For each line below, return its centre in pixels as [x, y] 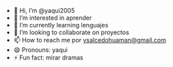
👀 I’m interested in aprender [53, 18]
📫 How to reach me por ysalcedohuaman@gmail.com [90, 40]
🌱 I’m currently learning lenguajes [61, 25]
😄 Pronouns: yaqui [41, 50]
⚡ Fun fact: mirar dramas [48, 57]
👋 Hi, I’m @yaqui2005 [44, 11]
